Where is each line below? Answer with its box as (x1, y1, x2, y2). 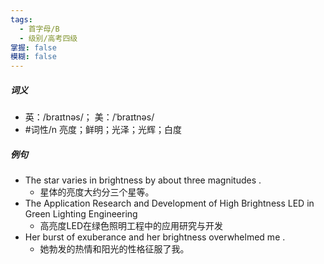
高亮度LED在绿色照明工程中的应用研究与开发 (39, 220, 224, 232)
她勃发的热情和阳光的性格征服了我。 (39, 243, 190, 255)
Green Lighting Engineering (24, 208, 138, 220)
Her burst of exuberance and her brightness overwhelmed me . (24, 231, 286, 243)
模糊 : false (10, 52, 57, 62)
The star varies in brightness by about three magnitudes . (24, 174, 262, 186)
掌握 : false (10, 42, 57, 53)
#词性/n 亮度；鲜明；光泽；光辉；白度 (24, 124, 182, 136)
